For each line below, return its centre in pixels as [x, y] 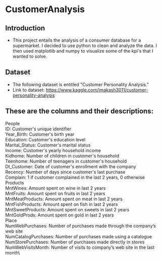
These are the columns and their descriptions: [79, 111]
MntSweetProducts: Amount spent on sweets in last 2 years [67, 209]
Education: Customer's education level [45, 139]
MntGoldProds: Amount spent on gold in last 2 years [60, 215]
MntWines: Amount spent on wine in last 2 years [56, 188]
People [13, 123]
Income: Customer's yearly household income [53, 150]
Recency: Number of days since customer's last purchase [65, 172]
